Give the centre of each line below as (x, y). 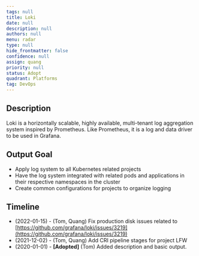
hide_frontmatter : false (37, 51)
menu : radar (21, 40)
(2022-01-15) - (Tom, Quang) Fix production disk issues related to (96, 221)
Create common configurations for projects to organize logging (93, 188)
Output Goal (29, 154)
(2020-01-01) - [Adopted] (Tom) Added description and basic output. (101, 247)
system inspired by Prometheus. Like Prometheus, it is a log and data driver (99, 129)
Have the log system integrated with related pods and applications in (99, 175)
